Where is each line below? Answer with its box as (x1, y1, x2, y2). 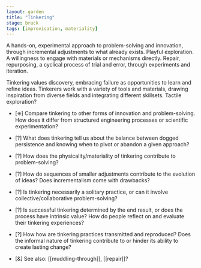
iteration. (6, 67, 28, 75)
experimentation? (14, 123, 58, 130)
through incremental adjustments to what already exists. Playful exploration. (6, 49, 194, 56)
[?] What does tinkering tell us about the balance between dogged (14, 134, 179, 141)
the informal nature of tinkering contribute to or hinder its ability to (14, 237, 179, 245)
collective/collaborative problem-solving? (14, 195, 118, 202)
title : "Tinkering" (6, 14, 55, 20)
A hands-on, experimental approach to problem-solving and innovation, (6, 42, 184, 49)
